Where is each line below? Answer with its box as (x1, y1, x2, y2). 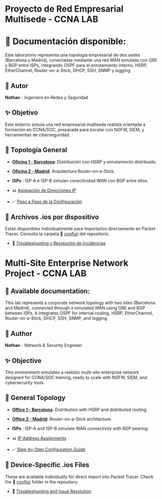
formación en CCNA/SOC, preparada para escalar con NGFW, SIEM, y (5, 126, 145, 132)
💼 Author (5, 329, 32, 338)
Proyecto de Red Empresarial (5, 3, 124, 15)
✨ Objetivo (5, 108, 38, 117)
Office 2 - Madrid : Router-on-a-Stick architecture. (12, 416, 112, 422)
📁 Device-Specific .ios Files (5, 461, 89, 469)
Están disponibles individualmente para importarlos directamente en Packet (5, 226, 156, 232)
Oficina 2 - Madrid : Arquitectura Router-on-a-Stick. (12, 168, 115, 174)
